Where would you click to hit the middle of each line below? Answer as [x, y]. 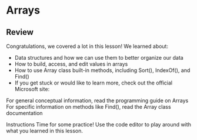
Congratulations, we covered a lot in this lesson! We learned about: [87, 46]
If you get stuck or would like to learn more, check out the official [93, 83]
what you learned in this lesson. [45, 131]
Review [20, 32]
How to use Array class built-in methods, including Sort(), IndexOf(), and [102, 70]
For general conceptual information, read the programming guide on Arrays [97, 100]
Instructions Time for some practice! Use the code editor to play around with [98, 124]
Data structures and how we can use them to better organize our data [99, 58]
